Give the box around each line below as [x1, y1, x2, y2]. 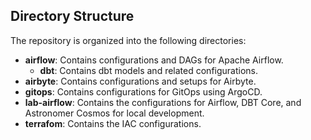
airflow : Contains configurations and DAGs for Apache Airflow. [24, 54, 284, 66]
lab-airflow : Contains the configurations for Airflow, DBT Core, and [24, 96, 302, 108]
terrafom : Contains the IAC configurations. [24, 117, 202, 129]
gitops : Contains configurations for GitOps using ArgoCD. [24, 85, 263, 98]
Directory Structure [10, 8, 135, 25]
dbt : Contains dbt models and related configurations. [39, 64, 259, 76]
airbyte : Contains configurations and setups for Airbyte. [24, 75, 257, 87]
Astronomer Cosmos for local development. [24, 107, 205, 119]
